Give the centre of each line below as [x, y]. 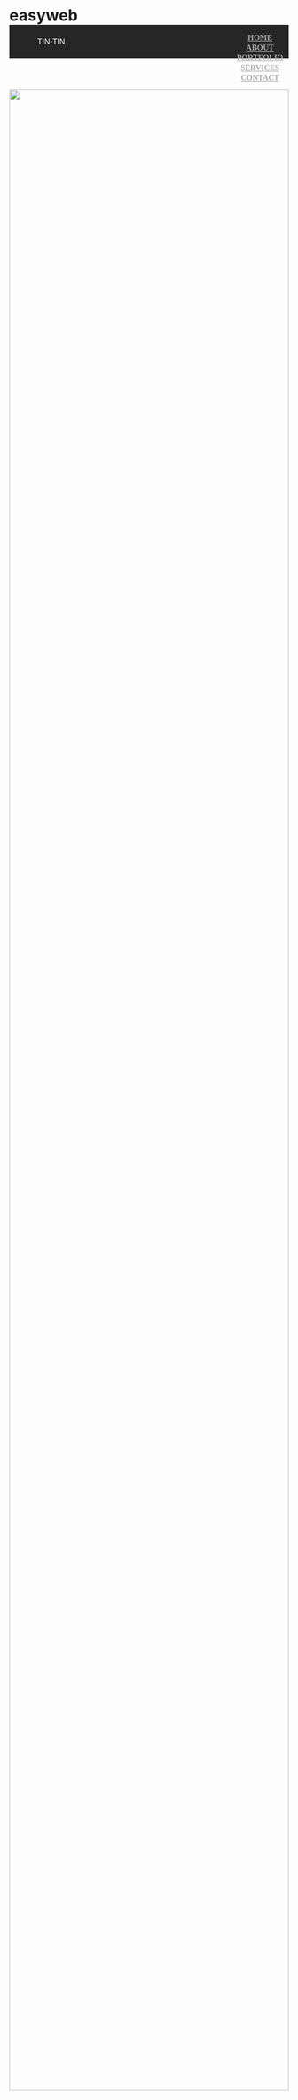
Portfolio [260, 58]
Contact [260, 78]
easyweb [43, 16]
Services [260, 68]
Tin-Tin [51, 42]
